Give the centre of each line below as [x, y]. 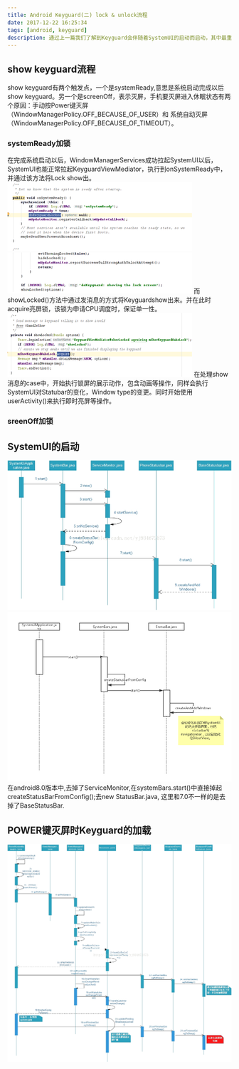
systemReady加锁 [39, 143]
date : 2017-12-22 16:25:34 [47, 22]
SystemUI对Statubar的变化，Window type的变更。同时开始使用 [100, 392]
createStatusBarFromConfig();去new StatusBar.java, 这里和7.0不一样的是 [113, 797]
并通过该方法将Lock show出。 [52, 178]
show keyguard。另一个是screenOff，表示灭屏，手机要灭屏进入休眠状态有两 [119, 97]
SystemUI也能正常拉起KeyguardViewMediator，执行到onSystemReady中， [117, 169]
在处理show [211, 375]
